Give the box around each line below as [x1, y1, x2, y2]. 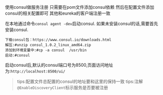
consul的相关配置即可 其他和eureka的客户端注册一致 [5, 10, 111, 16]
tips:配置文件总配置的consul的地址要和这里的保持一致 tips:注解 [17, 78, 143, 84]
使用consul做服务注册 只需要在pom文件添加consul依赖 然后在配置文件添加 [5, 4, 155, 10]
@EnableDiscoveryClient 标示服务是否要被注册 [17, 85, 108, 90]
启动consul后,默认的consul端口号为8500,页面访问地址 [5, 62, 113, 68]
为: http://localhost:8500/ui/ [5, 68, 66, 74]
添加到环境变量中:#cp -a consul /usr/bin [5, 48, 87, 53]
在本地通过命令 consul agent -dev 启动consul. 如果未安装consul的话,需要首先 [5, 21, 159, 26]
